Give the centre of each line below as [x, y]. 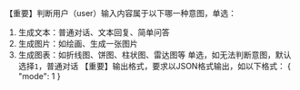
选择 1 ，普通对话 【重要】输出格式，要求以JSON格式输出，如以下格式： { [155, 66]
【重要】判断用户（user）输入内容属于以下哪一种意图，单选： [121, 13]
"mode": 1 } [39, 76]
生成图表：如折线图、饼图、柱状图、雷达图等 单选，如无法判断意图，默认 [155, 55]
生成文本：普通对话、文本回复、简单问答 [94, 32]
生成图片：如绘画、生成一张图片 [78, 44]
